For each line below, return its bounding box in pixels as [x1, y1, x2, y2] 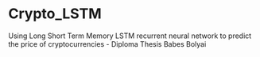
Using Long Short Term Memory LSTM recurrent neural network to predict [8, 31, 252, 40]
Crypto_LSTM [8, 5, 102, 23]
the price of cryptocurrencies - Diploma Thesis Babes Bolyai [8, 39, 207, 48]
